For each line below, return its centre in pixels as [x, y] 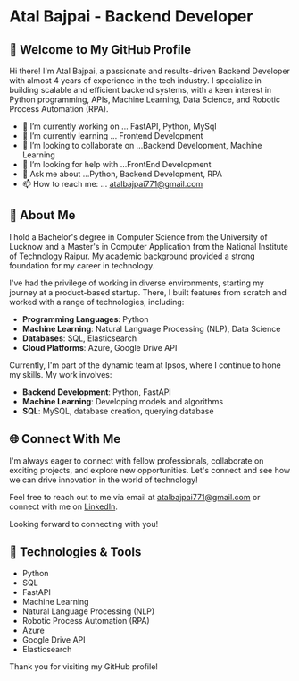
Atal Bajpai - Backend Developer [131, 17]
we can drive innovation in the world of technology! [104, 480]
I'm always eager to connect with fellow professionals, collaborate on [137, 460]
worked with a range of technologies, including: [97, 302]
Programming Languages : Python [85, 319]
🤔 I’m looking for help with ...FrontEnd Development [116, 164]
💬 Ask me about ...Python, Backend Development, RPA [122, 174]
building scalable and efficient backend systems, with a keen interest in [141, 90]
